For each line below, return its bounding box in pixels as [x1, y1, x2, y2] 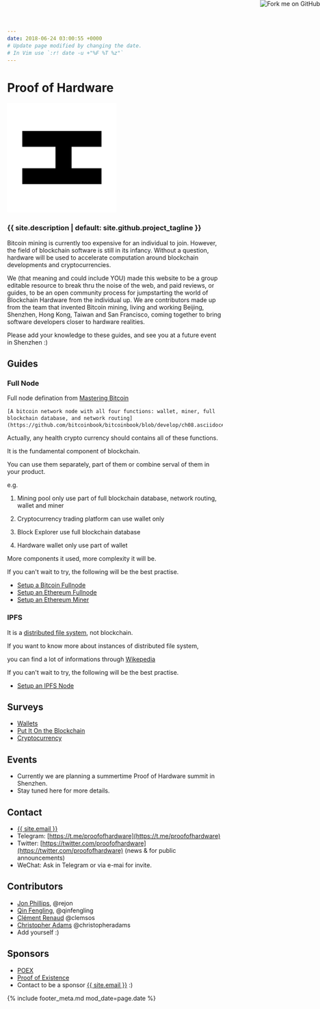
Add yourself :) [16, 928, 59, 936]
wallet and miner [16, 501, 64, 510]
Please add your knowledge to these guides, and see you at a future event [7, 331, 217, 339]
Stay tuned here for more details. [16, 786, 110, 795]
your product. [7, 468, 46, 476]
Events [7, 753, 38, 765]
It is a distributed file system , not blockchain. [7, 628, 133, 636]
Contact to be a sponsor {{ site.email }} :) [16, 980, 133, 989]
